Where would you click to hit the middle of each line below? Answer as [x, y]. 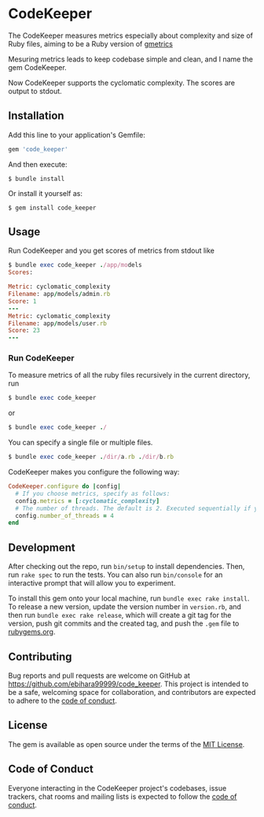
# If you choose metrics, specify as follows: [93, 494]
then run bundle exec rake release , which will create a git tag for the [120, 616]
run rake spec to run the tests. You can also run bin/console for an [115, 575]
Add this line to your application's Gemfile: [77, 135]
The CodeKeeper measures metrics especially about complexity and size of [131, 35]
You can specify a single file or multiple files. [81, 442]
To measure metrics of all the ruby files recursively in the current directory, [129, 375]
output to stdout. [35, 91]
